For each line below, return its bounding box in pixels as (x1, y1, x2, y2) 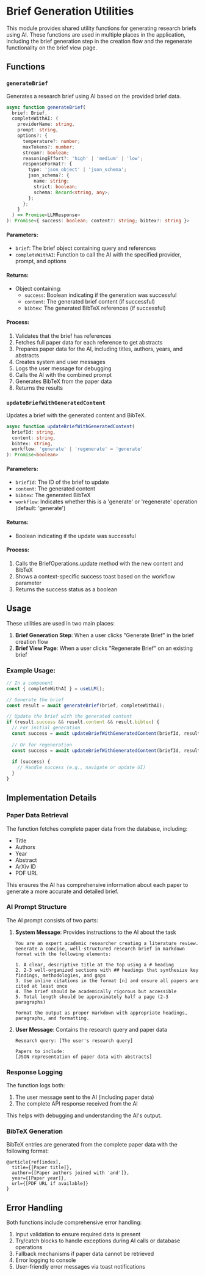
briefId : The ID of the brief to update (15, 478, 109, 486)
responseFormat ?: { (22, 161, 72, 167)
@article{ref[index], (6, 1159, 62, 1165)
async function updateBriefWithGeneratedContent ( (6, 423, 135, 429)
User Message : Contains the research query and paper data (15, 1026, 168, 1033)
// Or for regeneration (12, 742, 72, 748)
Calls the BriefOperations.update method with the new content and (15, 560, 184, 567)
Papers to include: (15, 1048, 65, 1054)
